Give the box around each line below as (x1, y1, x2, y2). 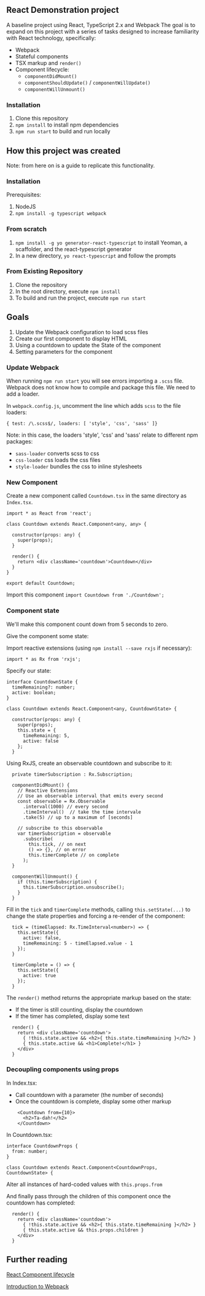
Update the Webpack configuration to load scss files (15, 328, 149, 335)
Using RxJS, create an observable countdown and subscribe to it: (6, 759, 172, 767)
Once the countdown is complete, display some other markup (15, 1098, 172, 1105)
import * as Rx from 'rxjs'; (6, 656, 81, 662)
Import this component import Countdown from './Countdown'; (6, 591, 164, 598)
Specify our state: (6, 666, 52, 674)
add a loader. (6, 390, 40, 397)
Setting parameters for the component (15, 348, 112, 355)
